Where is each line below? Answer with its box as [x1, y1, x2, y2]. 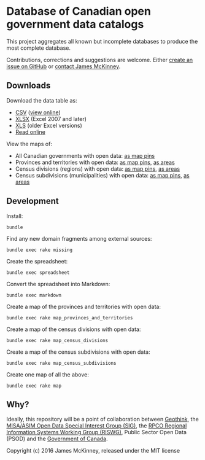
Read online [15, 128, 46, 136]
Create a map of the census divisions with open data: [6, 326, 141, 333]
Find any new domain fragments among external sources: [6, 235, 152, 242]
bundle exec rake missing [6, 247, 72, 253]
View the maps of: [6, 140, 52, 147]
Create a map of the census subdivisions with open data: [6, 348, 150, 356]
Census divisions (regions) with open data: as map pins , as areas [15, 165, 180, 173]
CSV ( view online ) [15, 109, 61, 116]
